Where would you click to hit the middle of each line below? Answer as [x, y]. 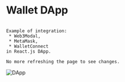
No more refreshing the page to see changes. [63, 61]
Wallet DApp [37, 10]
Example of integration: [37, 31]
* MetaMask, [23, 41]
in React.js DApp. [29, 51]
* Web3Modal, [25, 36]
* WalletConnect [29, 46]
